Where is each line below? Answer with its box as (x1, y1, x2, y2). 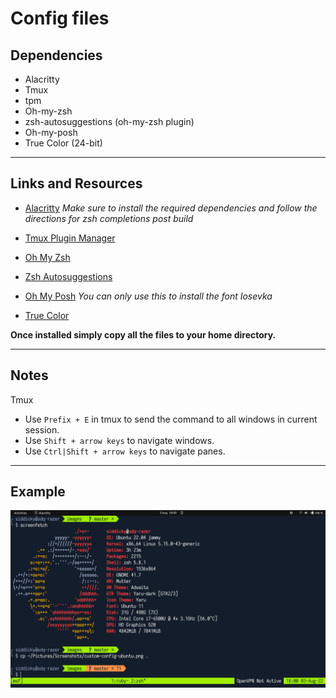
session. (24, 423, 60, 436)
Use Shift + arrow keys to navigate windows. (24, 434, 215, 446)
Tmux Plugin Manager (24, 232, 116, 244)
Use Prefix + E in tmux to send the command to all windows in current (24, 413, 318, 425)
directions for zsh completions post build (24, 212, 194, 224)
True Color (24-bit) (24, 137, 103, 149)
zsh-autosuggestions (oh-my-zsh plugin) (24, 116, 195, 127)
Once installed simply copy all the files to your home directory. (10, 328, 277, 341)
